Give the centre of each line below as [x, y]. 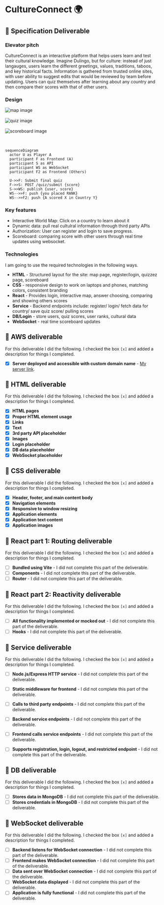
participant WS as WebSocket [39, 168]
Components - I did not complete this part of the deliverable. [74, 573]
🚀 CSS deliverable [33, 471]
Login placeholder [31, 444]
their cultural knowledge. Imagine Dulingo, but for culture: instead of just [78, 61]
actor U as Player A [30, 155]
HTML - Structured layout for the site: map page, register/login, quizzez [85, 274]
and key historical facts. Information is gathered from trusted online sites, [79, 71]
